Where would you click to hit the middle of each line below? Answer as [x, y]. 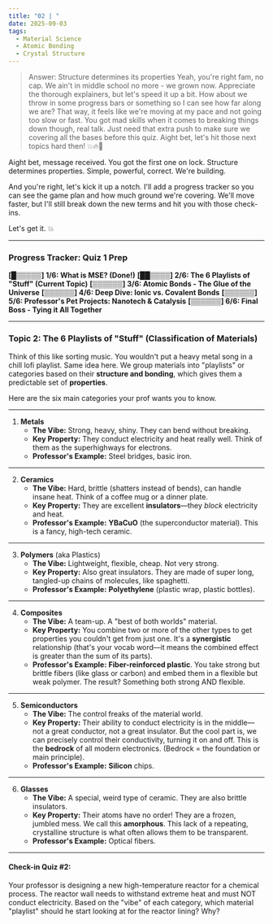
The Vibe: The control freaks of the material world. [117, 713]
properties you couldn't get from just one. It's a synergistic [132, 639]
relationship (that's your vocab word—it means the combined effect [145, 647]
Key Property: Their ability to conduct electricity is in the [128, 722]
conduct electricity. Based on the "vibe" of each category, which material [131, 902]
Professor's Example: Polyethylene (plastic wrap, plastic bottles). [143, 589]
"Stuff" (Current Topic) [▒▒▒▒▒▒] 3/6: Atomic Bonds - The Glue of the [130, 284]
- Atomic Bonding [45, 46]
